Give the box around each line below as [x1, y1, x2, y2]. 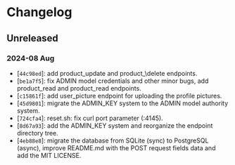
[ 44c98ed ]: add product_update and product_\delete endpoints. [16, 69, 198, 77]
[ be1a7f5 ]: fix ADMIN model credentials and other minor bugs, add [16, 77, 209, 85]
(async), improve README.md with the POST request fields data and [16, 143, 216, 152]
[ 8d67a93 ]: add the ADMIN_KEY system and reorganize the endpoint [16, 121, 213, 130]
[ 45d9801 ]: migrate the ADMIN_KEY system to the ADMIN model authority [16, 99, 229, 107]
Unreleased [6, 32, 59, 44]
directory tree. [16, 128, 59, 137]
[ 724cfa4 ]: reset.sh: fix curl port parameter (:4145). [16, 114, 163, 122]
